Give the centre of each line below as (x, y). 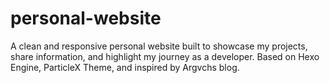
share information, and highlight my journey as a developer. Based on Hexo (165, 56)
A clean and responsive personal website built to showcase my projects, (159, 46)
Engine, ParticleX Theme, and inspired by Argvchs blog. (125, 67)
